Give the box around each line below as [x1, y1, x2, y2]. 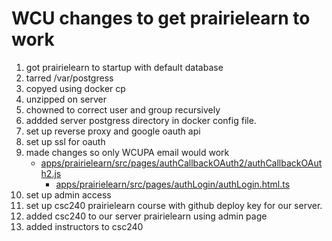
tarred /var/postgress [25, 72, 114, 84]
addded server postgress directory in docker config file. [25, 114, 257, 126]
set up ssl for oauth [25, 135, 106, 147]
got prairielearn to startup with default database [25, 61, 224, 73]
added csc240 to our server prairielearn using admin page [25, 210, 268, 222]
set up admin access [25, 188, 112, 201]
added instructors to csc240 [25, 220, 144, 232]
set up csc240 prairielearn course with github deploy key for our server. [25, 199, 323, 211]
